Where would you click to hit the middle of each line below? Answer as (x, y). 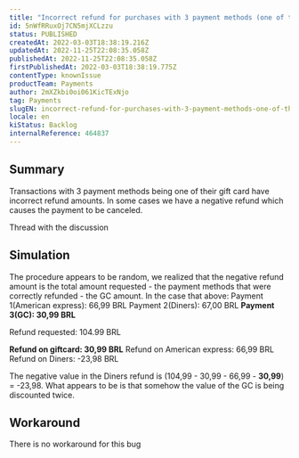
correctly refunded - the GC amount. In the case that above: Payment (137, 296)
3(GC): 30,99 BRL (42, 315)
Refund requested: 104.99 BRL (65, 331)
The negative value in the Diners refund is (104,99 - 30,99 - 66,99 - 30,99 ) (147, 376)
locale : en (29, 117)
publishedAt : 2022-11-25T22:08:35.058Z (83, 59)
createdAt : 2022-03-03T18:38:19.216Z (79, 42)
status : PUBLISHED (43, 34)
